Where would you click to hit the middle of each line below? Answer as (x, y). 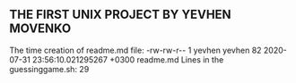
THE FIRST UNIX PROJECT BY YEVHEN (120, 15)
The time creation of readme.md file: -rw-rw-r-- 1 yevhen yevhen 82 (135, 50)
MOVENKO (40, 29)
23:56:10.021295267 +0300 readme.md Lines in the (128, 59)
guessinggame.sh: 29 (49, 69)
